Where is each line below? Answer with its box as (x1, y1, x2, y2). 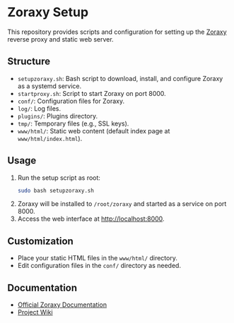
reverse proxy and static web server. (7, 35, 115, 43)
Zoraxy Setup (7, 4, 89, 20)
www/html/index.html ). (17, 134, 83, 142)
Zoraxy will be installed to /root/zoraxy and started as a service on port (17, 200, 227, 208)
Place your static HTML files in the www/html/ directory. (17, 254, 178, 262)
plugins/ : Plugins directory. (17, 111, 98, 120)
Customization (7, 235, 74, 247)
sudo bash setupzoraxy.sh (17, 187, 94, 194)
